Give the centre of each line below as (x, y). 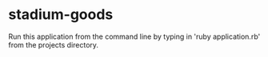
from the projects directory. (53, 44)
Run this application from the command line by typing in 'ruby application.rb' (134, 36)
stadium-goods (61, 15)
